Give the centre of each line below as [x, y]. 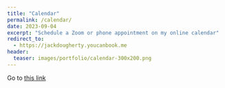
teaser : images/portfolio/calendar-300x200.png [83, 58]
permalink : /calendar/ [39, 20]
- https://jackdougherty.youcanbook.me [70, 45]
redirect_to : [26, 39]
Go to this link [26, 78]
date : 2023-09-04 [32, 26]
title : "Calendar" [33, 13]
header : [18, 52]
